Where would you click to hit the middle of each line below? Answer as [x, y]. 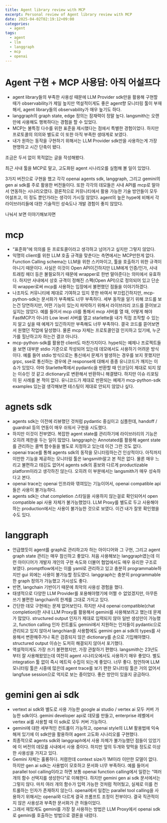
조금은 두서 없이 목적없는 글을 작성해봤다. [45, 158]
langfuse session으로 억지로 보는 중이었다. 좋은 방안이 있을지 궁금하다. [81, 674]
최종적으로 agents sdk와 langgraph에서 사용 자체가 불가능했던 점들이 [80, 741]
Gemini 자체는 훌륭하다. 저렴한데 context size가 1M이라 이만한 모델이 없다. [85, 759]
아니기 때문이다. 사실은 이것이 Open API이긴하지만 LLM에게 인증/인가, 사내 [85, 268]
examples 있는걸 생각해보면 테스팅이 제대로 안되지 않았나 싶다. [73, 387]
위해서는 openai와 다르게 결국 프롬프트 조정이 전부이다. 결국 [83, 797]
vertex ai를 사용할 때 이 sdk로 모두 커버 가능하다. [60, 722]
